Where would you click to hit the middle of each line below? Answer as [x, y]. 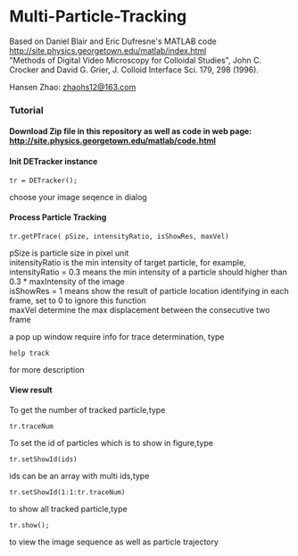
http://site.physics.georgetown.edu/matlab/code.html [113, 141]
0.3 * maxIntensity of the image [67, 281]
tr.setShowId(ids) [43, 459]
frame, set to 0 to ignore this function [78, 300]
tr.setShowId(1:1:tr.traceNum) [67, 493]
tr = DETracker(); [43, 181]
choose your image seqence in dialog [78, 197]
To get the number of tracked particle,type [87, 410]
